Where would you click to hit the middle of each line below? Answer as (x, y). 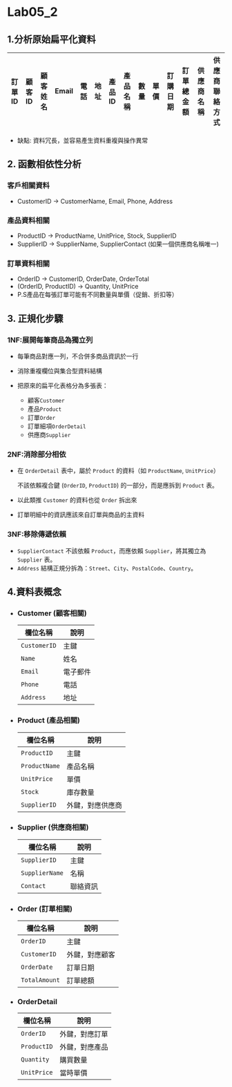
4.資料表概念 (35, 591)
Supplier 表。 (37, 559)
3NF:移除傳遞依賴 (37, 535)
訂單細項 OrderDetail (57, 426)
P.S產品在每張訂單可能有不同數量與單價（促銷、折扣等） (97, 295)
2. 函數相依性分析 (44, 164)
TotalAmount (40, 980)
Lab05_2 (33, 12)
